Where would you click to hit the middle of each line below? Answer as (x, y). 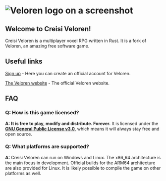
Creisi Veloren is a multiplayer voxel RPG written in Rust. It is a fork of (76, 41)
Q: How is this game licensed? (42, 113)
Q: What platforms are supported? (47, 147)
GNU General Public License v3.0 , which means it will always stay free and (82, 129)
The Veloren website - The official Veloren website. (57, 83)
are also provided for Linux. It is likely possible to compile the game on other (83, 168)
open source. (19, 134)
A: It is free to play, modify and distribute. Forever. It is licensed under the (82, 123)
